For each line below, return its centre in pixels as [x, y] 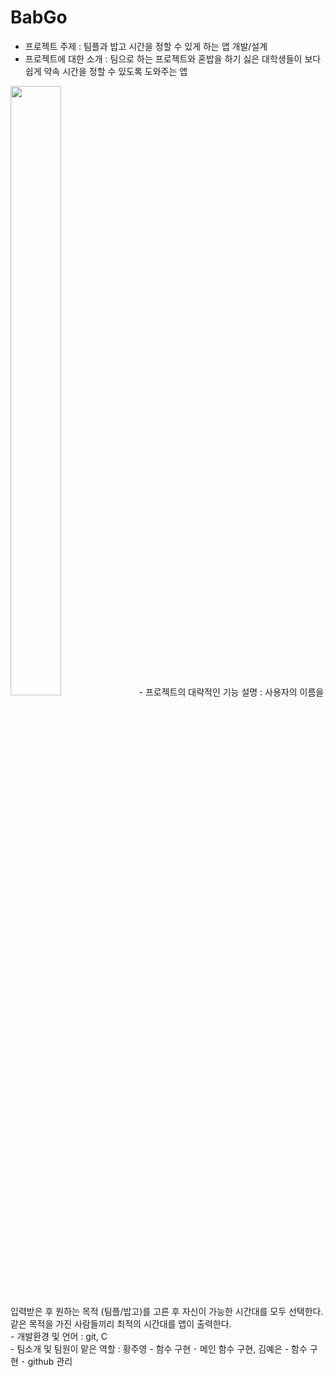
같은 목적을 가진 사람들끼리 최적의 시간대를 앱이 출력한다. [121, 1323]
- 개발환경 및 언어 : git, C [59, 1336]
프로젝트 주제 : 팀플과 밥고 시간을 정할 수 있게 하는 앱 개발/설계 [146, 46]
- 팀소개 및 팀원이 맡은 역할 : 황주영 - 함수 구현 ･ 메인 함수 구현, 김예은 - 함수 [159, 1348]
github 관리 [50, 1361]
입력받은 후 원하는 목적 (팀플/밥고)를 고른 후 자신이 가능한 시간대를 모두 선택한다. [167, 1311]
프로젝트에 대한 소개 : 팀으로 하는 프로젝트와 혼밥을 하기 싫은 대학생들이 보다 [173, 58]
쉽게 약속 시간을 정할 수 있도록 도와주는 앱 [106, 71]
